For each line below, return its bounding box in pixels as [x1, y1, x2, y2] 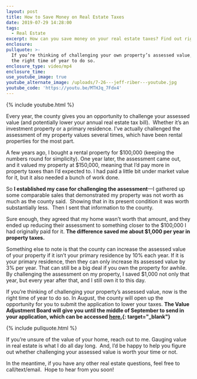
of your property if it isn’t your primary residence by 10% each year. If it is [6, 251, 185, 259]
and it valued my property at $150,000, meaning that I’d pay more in [6, 161, 170, 168]
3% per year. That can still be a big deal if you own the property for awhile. [6, 264, 187, 271]
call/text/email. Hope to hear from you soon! [6, 365, 114, 373]
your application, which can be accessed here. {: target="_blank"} [6, 313, 171, 320]
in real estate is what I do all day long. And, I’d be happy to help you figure [6, 342, 186, 349]
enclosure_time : [6, 69, 46, 75]
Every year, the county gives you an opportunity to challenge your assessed [6, 112, 190, 119]
